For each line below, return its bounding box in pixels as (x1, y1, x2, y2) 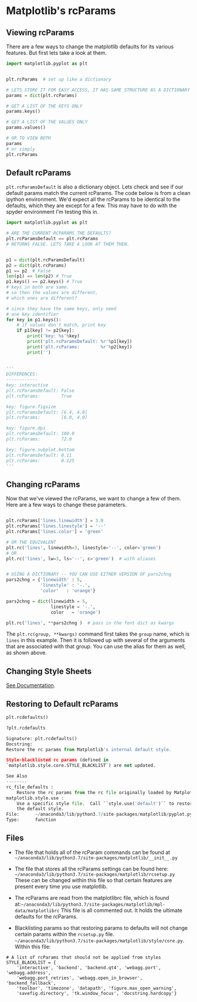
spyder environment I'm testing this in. (6, 209, 98, 216)
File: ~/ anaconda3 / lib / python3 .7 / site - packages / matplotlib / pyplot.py (6, 812, 193, 818)
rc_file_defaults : (6, 784, 54, 790)
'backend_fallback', (6, 980, 57, 986)
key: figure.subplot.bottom (6, 446, 75, 453)
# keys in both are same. (6, 284, 69, 290)
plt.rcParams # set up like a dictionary (6, 76, 111, 82)
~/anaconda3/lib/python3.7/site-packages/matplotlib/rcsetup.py (14, 871, 175, 877)
